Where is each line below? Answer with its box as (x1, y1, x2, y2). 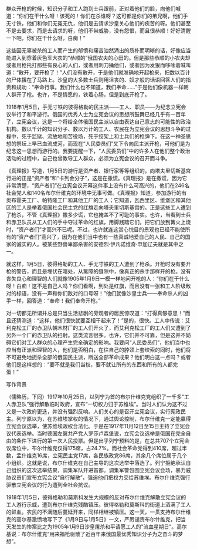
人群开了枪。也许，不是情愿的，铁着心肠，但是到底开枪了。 (6, 91, 150, 98)
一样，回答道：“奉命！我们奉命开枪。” (11, 297, 101, 304)
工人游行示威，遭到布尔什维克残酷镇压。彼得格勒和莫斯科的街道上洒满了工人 (6, 501, 191, 508)
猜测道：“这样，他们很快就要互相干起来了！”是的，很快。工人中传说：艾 (16, 317, 191, 324)
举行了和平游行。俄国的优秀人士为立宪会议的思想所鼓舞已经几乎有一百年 (11, 111, 186, 117)
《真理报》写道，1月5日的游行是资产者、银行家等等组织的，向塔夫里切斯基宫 (6, 167, 191, 174)
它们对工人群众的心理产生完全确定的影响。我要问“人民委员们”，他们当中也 (11, 339, 191, 346)
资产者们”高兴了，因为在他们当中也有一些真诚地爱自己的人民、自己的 (18, 234, 186, 240)
